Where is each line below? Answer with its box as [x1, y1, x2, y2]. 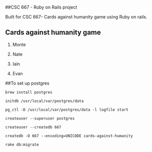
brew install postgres [5, 90, 52, 95]
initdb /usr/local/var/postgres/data [5, 98, 84, 104]
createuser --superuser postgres [5, 116, 75, 121]
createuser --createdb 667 [5, 125, 61, 130]
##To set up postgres [5, 80, 49, 86]
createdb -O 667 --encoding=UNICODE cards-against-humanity [5, 133, 133, 139]
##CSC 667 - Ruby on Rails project [5, 4, 77, 10]
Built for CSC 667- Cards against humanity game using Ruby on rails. [5, 14, 147, 19]
